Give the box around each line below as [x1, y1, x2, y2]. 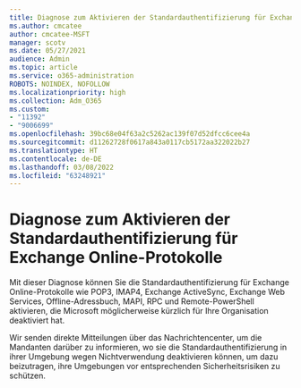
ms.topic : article [9, 63, 78, 72]
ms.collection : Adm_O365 [9, 96, 102, 105]
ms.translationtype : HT [9, 146, 99, 155]
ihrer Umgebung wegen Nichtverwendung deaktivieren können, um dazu [9, 351, 279, 362]
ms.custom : [9, 105, 50, 114]
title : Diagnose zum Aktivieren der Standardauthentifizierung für [9, 13, 267, 22]
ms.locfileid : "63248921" [9, 171, 106, 180]
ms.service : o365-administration [9, 72, 134, 80]
